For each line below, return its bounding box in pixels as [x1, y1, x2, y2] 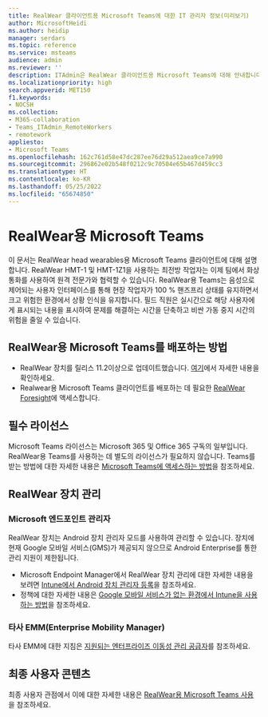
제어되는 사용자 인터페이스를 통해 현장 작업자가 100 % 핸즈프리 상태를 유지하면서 [8, 285, 259, 294]
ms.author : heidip [8, 26, 69, 34]
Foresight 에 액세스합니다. [19, 393, 100, 403]
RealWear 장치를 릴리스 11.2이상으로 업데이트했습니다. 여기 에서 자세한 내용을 [19, 363, 259, 372]
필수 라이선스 [8, 419, 69, 432]
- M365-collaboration [8, 116, 81, 124]
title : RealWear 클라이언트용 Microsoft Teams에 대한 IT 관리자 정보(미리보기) [8, 11, 250, 20]
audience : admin [8, 57, 62, 65]
